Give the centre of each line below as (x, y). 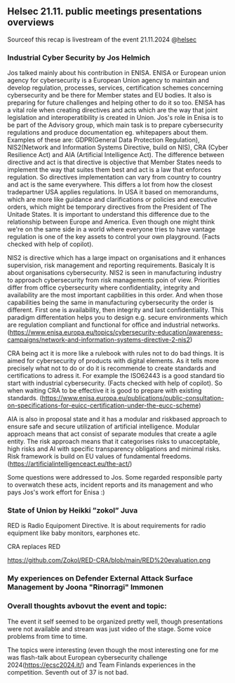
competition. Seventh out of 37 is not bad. (68, 672)
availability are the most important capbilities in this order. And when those (115, 295)
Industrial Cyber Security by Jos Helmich (79, 58)
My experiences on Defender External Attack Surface (100, 579)
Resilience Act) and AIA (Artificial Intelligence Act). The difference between (116, 155)
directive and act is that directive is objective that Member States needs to (115, 162)
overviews (31, 23)
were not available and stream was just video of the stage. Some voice (109, 629)
